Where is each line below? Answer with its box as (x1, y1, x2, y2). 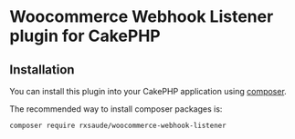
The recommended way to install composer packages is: (9, 104, 223, 114)
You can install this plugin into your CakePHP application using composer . (9, 86, 288, 96)
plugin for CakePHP (9, 25, 162, 46)
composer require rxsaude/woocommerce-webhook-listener (9, 121, 227, 130)
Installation (9, 62, 75, 77)
